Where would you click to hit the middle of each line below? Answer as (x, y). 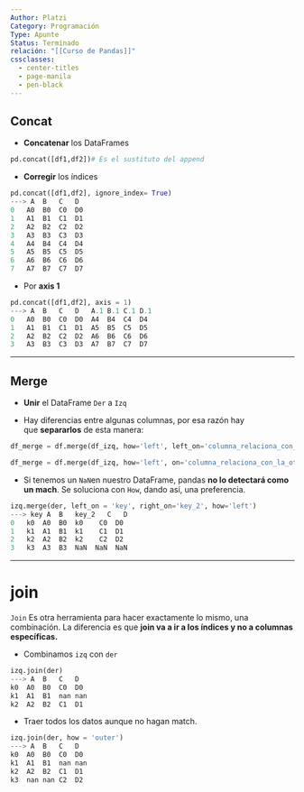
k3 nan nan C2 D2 (47, 780)
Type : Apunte (35, 34)
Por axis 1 (41, 286)
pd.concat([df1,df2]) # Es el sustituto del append (107, 160)
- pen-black (41, 85)
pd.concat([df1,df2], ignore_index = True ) (91, 193)
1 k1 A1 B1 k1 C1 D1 (67, 531)
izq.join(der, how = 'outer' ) (67, 738)
